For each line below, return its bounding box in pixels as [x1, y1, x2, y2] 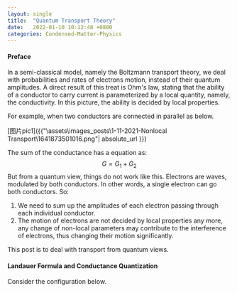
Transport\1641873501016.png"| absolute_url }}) [7, 134, 147, 143]
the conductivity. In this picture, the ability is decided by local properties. [7, 98, 220, 107]
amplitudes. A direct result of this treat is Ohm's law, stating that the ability [7, 83, 225, 92]
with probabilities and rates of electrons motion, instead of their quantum [7, 75, 221, 84]
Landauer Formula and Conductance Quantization [7, 261, 158, 270]
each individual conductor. [17, 209, 96, 218]
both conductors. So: [7, 188, 70, 196]
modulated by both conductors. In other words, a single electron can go [7, 180, 217, 188]
